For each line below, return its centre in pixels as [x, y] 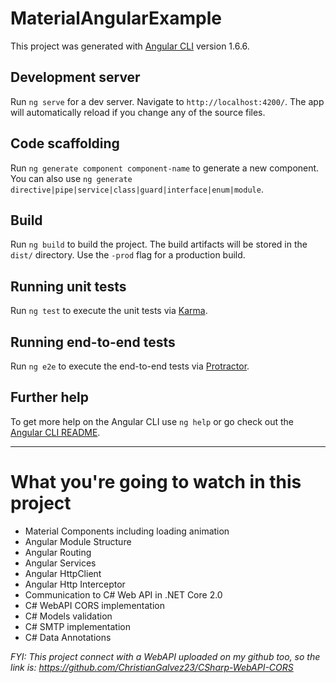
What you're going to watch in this [156, 482]
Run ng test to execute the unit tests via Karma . [109, 311]
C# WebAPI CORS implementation [94, 605]
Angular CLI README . [55, 432]
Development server [75, 77]
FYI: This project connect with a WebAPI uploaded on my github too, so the [165, 656]
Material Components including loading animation [127, 531]
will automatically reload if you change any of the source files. [138, 112]
